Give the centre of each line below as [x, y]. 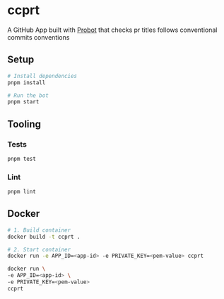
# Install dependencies [42, 76]
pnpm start [23, 102]
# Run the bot [28, 95]
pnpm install [26, 83]
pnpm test [22, 159]
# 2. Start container [39, 249]
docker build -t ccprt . [44, 237]
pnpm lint [22, 192]
